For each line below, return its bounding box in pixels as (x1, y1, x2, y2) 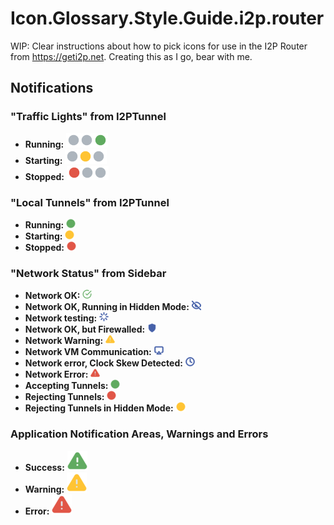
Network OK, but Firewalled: (24, 323, 146, 336)
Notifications (10, 80, 94, 97)
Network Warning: (24, 335, 104, 347)
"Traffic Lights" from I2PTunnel (10, 110, 167, 124)
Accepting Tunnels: (24, 380, 109, 392)
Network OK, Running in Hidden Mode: (24, 301, 190, 313)
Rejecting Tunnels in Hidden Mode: (24, 402, 174, 414)
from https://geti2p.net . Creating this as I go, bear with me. (10, 50, 253, 62)
